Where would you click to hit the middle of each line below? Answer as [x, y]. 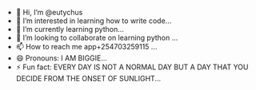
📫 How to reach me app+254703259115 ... [86, 47]
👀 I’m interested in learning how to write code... [94, 21]
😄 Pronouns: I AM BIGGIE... [62, 58]
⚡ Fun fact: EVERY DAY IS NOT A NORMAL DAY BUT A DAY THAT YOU [132, 67]
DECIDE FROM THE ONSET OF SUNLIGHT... [88, 78]
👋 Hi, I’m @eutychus [49, 12]
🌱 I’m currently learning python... [70, 29]
